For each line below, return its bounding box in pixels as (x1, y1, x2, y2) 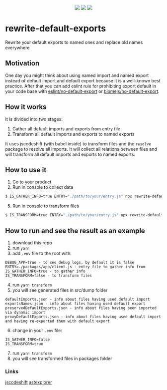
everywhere (5, 44, 30, 50)
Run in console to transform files (12, 203, 80, 209)
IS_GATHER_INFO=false (5, 337, 50, 342)
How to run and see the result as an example (5, 226, 145, 235)
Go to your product (12, 179, 52, 185)
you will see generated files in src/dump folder (12, 287, 108, 293)
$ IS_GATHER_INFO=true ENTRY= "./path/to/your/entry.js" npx (5, 194, 133, 199)
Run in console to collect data (12, 184, 74, 190)
